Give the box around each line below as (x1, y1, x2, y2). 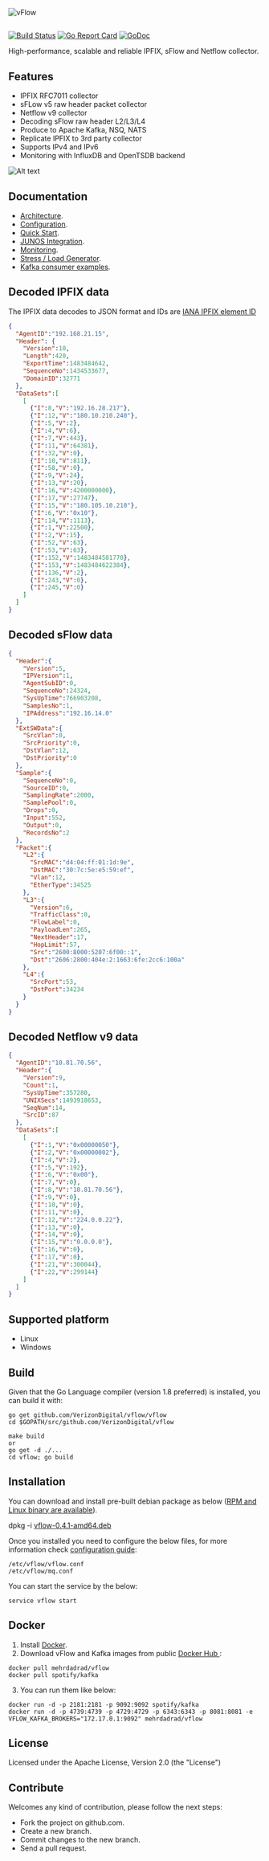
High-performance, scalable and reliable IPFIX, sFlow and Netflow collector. (8, 47, 259, 56)
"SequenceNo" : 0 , (22, 776, 78, 785)
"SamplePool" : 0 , (22, 799, 78, 807)
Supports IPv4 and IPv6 (19, 142, 99, 152)
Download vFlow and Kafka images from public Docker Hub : (19, 1648, 222, 1658)
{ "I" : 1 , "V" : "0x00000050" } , (29, 1141, 120, 1149)
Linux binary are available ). (8, 1504, 98, 1514)
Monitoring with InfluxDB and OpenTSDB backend (19, 151, 185, 161)
